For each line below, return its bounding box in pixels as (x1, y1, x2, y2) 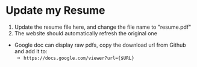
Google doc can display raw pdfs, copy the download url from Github (14, 41, 186, 48)
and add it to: (14, 47, 48, 54)
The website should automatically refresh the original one (14, 29, 158, 36)
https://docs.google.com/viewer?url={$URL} (23, 55, 135, 61)
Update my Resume (5, 4, 105, 17)
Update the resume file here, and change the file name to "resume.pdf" (14, 23, 192, 31)
